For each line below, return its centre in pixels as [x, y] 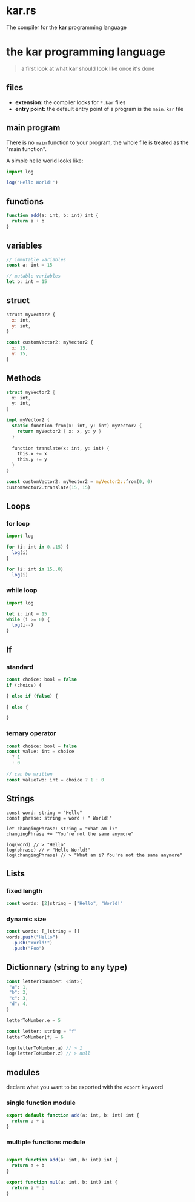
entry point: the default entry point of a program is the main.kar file [99, 109]
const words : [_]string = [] [43, 932]
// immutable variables [36, 259]
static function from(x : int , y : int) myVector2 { [77, 426]
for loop [18, 523]
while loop [22, 590]
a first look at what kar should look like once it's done [88, 68]
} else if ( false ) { [32, 696]
